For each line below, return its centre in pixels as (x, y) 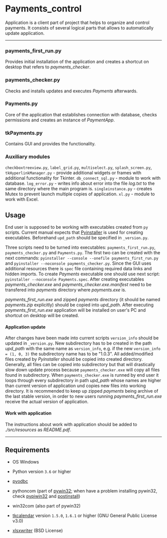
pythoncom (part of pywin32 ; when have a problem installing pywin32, (85, 491)
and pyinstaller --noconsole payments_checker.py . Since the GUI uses (78, 263)
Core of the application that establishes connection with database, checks (81, 114)
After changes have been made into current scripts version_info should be (82, 338)
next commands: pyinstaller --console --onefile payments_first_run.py (82, 258)
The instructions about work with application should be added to (71, 424)
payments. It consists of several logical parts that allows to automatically (80, 27)
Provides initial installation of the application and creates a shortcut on (77, 62)
